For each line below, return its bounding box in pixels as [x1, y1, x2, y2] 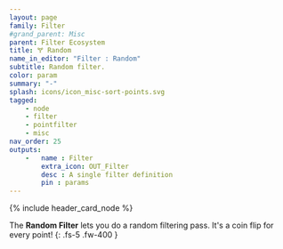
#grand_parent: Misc [9, 29, 86, 38]
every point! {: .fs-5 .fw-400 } [9, 229, 118, 240]
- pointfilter [25, 121, 77, 130]
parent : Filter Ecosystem [9, 37, 105, 47]
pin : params [41, 179, 90, 188]
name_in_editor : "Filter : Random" [9, 54, 141, 63]
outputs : [9, 145, 42, 154]
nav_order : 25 [9, 137, 62, 146]
